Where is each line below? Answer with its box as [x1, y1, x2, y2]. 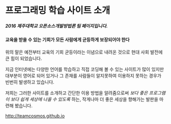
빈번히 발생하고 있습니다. [5, 79, 54, 85]
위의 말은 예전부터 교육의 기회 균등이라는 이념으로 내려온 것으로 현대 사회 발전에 [5, 49, 163, 55]
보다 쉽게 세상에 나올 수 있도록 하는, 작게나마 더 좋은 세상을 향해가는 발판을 [10, 96, 159, 102]
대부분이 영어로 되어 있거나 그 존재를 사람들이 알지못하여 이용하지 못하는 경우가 [5, 72, 162, 79]
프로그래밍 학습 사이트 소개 [5, 5, 110, 16]
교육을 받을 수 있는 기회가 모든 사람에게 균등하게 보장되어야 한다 [5, 37, 130, 43]
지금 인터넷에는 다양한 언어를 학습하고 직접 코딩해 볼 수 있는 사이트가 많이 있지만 [5, 66, 164, 72]
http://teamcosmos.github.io [5, 113, 65, 119]
